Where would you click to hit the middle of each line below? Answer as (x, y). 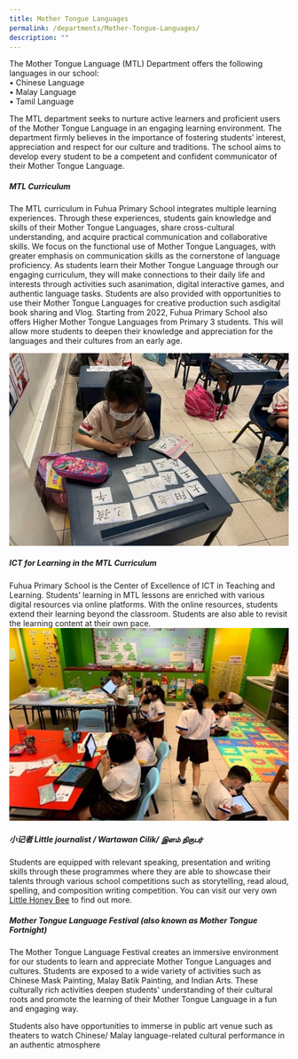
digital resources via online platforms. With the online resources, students (144, 604)
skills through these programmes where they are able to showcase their (140, 872)
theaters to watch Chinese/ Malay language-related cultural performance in (147, 1036)
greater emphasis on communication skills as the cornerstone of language (145, 256)
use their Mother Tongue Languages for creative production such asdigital (145, 303)
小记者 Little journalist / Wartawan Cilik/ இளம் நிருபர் (106, 839)
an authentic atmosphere (55, 1045)
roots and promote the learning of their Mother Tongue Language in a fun (143, 999)
